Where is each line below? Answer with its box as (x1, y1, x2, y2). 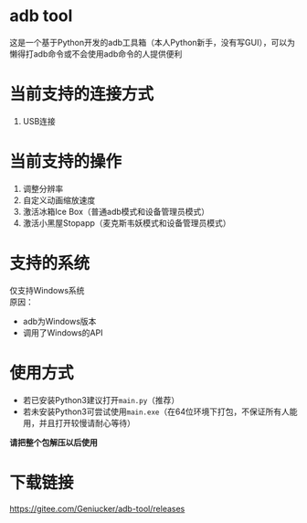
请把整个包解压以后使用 (9, 436, 98, 448)
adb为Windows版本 (22, 315, 97, 326)
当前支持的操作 (9, 152, 122, 172)
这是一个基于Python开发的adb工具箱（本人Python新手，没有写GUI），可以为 (9, 37, 295, 48)
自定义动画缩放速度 (22, 194, 96, 206)
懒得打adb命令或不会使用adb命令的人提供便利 (9, 48, 183, 59)
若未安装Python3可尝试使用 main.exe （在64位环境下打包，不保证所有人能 (22, 406, 298, 417)
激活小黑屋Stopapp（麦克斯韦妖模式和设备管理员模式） (22, 217, 231, 229)
